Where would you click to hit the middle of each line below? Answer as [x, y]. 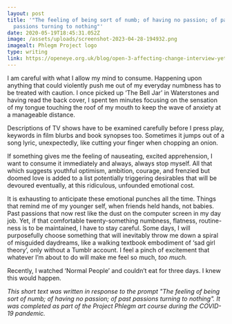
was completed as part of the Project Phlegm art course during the [103, 306]
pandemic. [30, 313]
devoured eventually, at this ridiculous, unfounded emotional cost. [101, 185]
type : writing [28, 52]
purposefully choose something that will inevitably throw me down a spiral [113, 235]
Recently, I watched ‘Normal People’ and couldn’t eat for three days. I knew [114, 270]
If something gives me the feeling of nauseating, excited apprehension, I [110, 156]
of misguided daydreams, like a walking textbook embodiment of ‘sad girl [111, 243]
